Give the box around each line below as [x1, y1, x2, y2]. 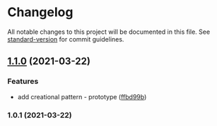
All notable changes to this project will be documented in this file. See [7, 27, 211, 36]
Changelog [7, 4, 74, 20]
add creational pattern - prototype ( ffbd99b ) [17, 92, 147, 101]
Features [7, 77, 39, 87]
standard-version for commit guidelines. [7, 34, 124, 43]
